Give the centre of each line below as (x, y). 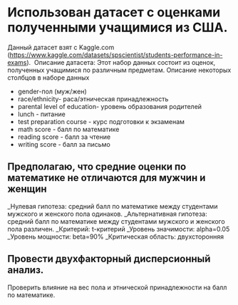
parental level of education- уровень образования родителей (109, 106)
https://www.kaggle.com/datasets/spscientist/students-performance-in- (116, 55)
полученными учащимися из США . (118, 27)
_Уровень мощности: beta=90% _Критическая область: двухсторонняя (116, 237)
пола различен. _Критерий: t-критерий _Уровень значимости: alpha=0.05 (119, 229)
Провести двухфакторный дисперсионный (109, 259)
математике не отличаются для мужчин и (107, 178)
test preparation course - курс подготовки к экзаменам (101, 121)
